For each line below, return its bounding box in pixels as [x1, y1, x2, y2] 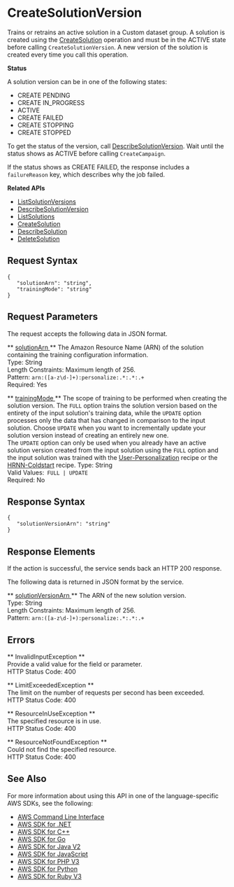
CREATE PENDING [17, 91, 71, 99]
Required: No [7, 475, 45, 484]
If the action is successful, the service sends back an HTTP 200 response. [7, 564, 222, 573]
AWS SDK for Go [17, 834, 66, 843]
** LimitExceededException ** [7, 681, 94, 689]
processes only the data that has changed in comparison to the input [7, 416, 206, 424]
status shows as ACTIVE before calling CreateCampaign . [7, 149, 166, 158]
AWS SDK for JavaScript [17, 849, 89, 858]
